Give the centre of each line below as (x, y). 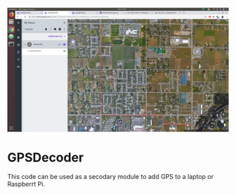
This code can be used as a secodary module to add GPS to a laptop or (111, 177)
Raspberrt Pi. (26, 184)
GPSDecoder (46, 157)
